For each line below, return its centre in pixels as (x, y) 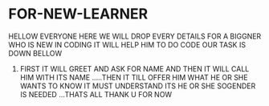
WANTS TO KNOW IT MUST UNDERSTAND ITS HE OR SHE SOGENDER (138, 86)
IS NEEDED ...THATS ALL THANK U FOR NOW (96, 94)
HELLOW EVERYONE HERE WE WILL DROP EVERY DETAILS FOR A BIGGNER (135, 36)
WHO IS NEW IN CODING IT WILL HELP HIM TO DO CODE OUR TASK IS (127, 44)
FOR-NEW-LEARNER (78, 14)
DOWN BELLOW (35, 53)
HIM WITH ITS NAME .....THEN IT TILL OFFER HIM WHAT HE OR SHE (134, 77)
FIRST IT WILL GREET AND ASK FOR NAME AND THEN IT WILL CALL (134, 68)
